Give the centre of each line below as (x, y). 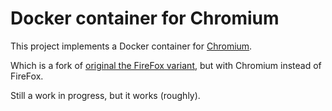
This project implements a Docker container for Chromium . (131, 46)
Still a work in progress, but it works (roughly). (105, 95)
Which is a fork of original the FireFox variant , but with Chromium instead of (166, 65)
